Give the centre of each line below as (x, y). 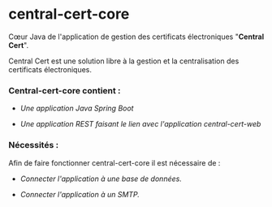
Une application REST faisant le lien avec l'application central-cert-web (140, 124)
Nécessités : (34, 145)
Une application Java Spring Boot (77, 108)
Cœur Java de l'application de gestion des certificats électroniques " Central (136, 37)
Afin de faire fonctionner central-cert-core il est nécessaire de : (114, 162)
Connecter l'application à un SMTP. (80, 194)
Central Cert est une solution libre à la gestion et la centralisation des (124, 61)
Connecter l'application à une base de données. (101, 179)
